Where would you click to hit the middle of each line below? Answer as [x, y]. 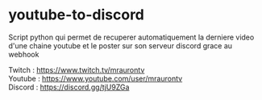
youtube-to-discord [77, 15]
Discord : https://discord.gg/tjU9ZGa [69, 87]
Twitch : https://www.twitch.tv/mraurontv [77, 69]
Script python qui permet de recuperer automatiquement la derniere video [131, 37]
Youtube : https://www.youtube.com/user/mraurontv [96, 78]
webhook [24, 54]
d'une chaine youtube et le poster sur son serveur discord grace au [120, 45]
